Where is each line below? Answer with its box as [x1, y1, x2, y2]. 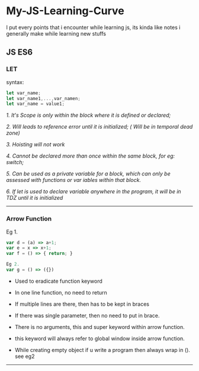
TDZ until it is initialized [6, 194, 63, 202]
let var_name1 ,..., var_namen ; [6, 95, 81, 101]
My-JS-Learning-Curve [6, 4, 124, 18]
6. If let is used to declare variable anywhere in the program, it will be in [6, 188, 182, 195]
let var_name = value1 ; [6, 101, 65, 107]
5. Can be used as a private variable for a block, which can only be [6, 170, 171, 177]
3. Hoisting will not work [6, 141, 65, 148]
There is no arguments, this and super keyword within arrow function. [14, 323, 185, 330]
